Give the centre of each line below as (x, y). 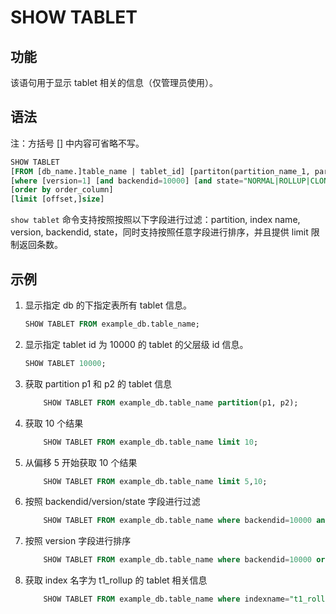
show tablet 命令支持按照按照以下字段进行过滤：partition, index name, (155, 220)
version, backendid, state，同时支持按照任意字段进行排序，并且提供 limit (159, 232)
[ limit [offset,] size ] (57, 199)
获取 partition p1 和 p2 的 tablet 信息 (98, 383)
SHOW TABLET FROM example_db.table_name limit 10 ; (151, 442)
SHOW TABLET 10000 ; (65, 363)
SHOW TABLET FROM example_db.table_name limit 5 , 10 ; (155, 481)
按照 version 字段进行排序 (78, 541)
